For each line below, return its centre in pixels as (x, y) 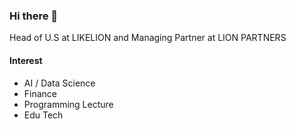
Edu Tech (43, 115)
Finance (40, 93)
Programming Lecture (68, 104)
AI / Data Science (59, 83)
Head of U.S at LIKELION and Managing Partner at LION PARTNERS (148, 38)
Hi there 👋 (34, 16)
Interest (26, 60)
